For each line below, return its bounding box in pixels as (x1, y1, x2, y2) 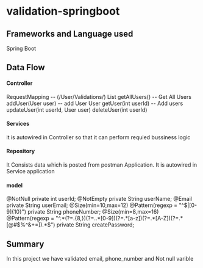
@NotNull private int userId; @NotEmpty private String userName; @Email (6, 195, 192, 203)
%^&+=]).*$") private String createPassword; (20, 221, 135, 228)
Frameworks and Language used (6, 29, 134, 39)
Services (6, 120, 30, 128)
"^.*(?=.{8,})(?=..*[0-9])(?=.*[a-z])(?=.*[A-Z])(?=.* (55, 215, 183, 222)
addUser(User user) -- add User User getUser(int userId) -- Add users (6, 100, 183, 107)
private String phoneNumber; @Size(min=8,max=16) (27, 208, 159, 215)
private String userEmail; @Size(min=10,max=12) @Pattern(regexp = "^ (6, 201, 184, 209)
